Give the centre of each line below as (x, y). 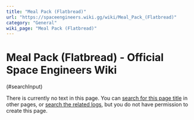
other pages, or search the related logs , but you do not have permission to (97, 105)
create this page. (27, 111)
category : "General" (32, 23)
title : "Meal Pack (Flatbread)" (46, 12)
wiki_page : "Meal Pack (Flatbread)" (51, 28)
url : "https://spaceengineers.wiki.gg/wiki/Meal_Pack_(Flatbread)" (92, 17)
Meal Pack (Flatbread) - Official (85, 58)
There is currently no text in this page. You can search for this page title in (97, 98)
